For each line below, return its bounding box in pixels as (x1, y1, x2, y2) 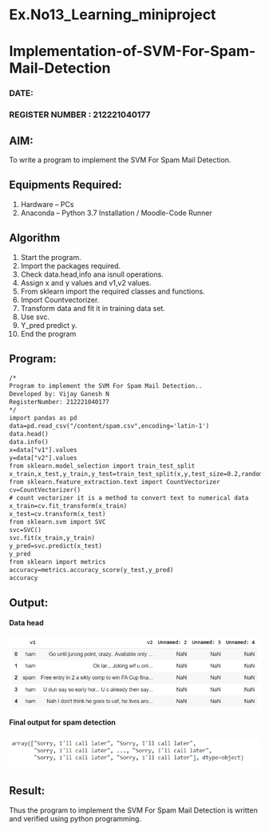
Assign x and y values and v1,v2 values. (20, 278, 152, 287)
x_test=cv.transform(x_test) (9, 510, 106, 518)
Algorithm (9, 231, 61, 245)
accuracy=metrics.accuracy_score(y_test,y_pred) (9, 566, 174, 574)
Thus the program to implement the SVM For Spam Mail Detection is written (9, 805, 258, 815)
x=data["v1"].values (9, 446, 78, 454)
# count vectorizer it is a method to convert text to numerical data (9, 494, 249, 502)
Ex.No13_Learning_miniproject (9, 6, 216, 24)
